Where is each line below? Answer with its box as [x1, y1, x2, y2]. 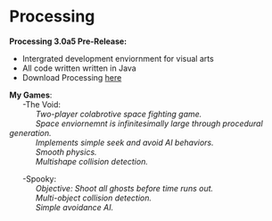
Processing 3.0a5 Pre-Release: [9, 36, 128, 47]
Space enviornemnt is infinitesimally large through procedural [35, 118, 263, 129]
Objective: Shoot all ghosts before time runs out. [35, 183, 214, 193]
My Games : [9, 89, 53, 100]
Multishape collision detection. [35, 156, 149, 166]
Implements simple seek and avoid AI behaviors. [35, 137, 214, 148]
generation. [9, 127, 52, 138]
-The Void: [21, 98, 61, 109]
